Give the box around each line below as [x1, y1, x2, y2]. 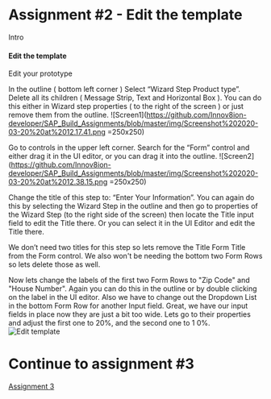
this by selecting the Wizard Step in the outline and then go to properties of [8, 202, 258, 211]
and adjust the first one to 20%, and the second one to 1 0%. [8, 318, 211, 328]
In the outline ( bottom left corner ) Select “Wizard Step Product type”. [8, 85, 240, 94]
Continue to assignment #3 [8, 355, 195, 373]
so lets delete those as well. [8, 260, 101, 269]
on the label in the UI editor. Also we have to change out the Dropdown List [8, 293, 257, 302]
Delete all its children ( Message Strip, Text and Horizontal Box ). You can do [8, 93, 262, 102]
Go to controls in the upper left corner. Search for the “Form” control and [8, 143, 250, 152]
